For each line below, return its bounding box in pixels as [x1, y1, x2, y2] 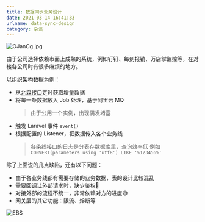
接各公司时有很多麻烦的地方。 [6, 63, 81, 70]
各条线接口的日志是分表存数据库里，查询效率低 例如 [30, 143, 160, 150]
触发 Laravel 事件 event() [15, 123, 79, 130]
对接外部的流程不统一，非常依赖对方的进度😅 [15, 190, 128, 197]
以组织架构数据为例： [6, 76, 60, 83]
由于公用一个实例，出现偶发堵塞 [30, 109, 111, 116]
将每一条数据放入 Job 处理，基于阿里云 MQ [15, 96, 124, 104]
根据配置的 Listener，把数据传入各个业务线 [15, 130, 123, 137]
